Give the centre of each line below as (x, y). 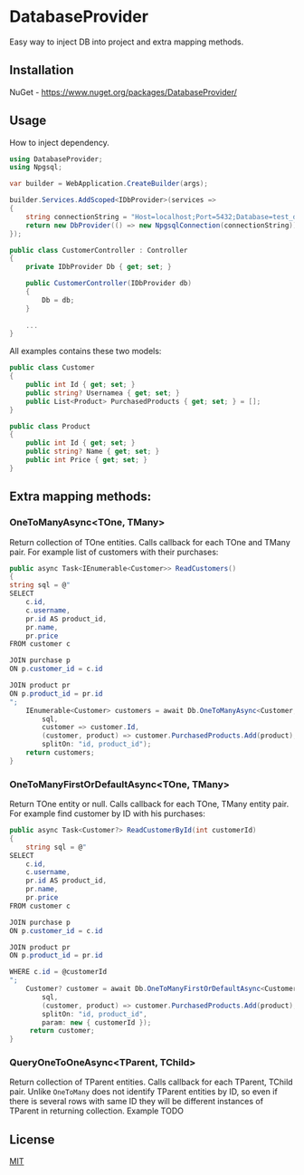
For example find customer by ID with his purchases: (108, 814)
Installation (42, 70)
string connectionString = (76, 217)
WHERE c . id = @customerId (58, 972)
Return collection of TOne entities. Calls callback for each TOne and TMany (150, 542)
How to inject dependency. (60, 142)
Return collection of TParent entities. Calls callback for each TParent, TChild (151, 1082)
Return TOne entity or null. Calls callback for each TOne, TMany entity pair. (149, 804)
